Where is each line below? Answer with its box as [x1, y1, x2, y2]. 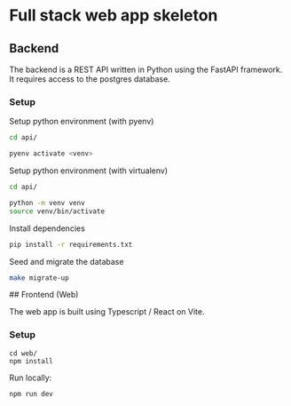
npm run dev [9, 389, 53, 398]
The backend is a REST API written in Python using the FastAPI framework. [9, 64, 283, 75]
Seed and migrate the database [9, 256, 124, 267]
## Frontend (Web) [9, 290, 79, 300]
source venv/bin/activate [9, 206, 105, 216]
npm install [9, 356, 53, 365]
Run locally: [9, 372, 52, 383]
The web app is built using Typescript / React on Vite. [9, 306, 205, 317]
